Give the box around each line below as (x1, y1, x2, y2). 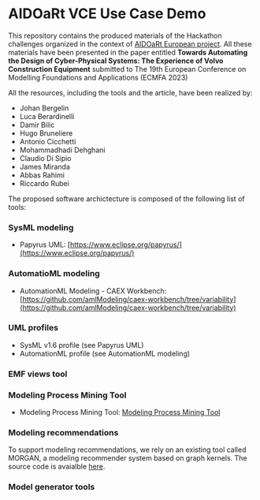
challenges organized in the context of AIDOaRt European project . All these (8, 39, 252, 48)
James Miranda (19, 162, 71, 171)
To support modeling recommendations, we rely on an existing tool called (8, 445, 247, 454)
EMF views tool (8, 368, 68, 379)
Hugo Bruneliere (19, 128, 73, 138)
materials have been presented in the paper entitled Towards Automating (8, 47, 248, 57)
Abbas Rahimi (19, 170, 65, 180)
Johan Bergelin (19, 103, 69, 113)
